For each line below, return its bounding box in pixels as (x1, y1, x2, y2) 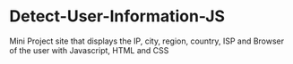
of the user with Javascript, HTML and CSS (9, 44, 169, 55)
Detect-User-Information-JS (9, 6, 226, 27)
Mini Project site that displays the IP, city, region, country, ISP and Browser (9, 36, 285, 46)
